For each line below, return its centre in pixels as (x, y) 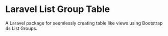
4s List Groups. (21, 28)
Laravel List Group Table (58, 9)
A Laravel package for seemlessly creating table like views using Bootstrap (84, 23)
